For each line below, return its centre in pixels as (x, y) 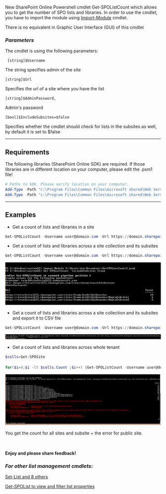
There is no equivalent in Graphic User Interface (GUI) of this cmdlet (75, 27)
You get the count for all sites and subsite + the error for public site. (74, 433)
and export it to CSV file (37, 318)
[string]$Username (26, 61)
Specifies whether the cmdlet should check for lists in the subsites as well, (81, 126)
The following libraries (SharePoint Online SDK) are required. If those (75, 164)
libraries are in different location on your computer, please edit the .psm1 (79, 169)
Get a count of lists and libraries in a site (53, 227)
